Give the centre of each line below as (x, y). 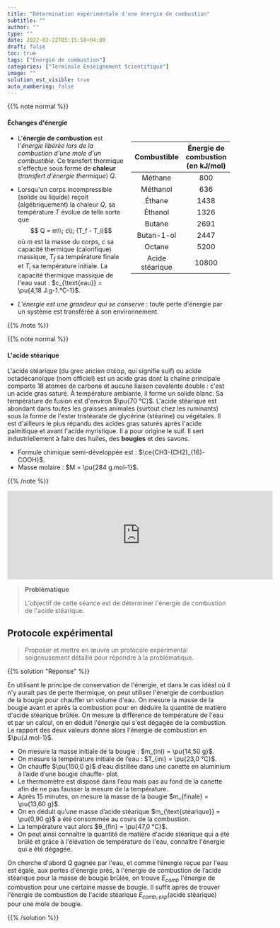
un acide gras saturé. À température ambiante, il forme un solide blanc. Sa (116, 394)
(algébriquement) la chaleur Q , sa (66, 205)
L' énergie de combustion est (60, 138)
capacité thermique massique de (65, 275)
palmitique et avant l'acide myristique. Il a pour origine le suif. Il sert (106, 431)
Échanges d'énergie (37, 122)
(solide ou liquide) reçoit (53, 197)
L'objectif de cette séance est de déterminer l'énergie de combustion (125, 603)
